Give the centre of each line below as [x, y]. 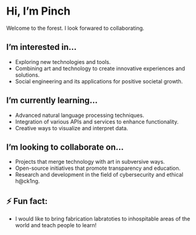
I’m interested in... [42, 47]
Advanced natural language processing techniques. [79, 115]
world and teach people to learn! [56, 225]
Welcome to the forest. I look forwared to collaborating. [75, 28]
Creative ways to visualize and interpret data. [72, 128]
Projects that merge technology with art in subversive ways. [90, 162]
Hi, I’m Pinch [39, 11]
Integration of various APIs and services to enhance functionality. [97, 121]
